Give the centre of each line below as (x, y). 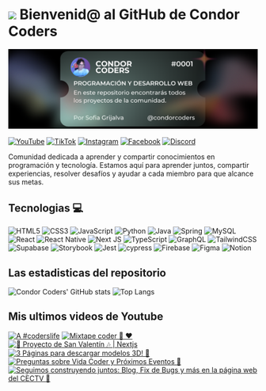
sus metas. (26, 182)
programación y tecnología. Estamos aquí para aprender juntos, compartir (129, 165)
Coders (33, 31)
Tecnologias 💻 (46, 208)
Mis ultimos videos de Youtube (86, 317)
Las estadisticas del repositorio (87, 273)
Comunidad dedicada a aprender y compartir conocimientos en (112, 157)
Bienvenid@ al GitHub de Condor (129, 15)
